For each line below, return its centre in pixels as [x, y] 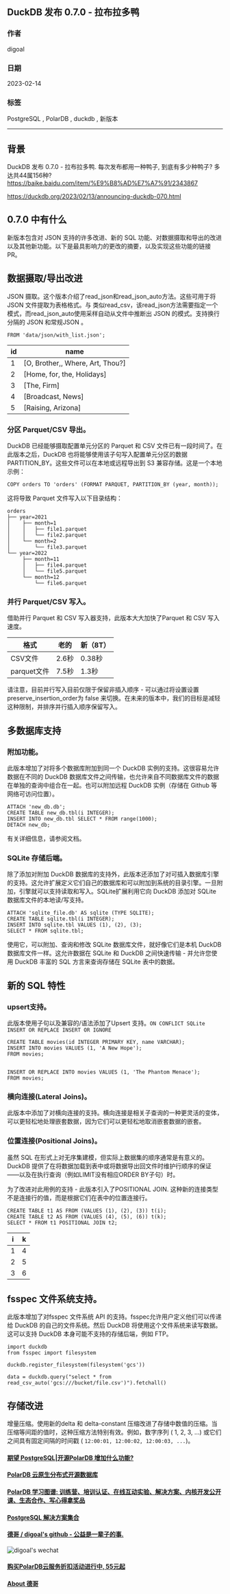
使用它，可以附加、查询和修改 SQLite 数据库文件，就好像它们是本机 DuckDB [114, 945]
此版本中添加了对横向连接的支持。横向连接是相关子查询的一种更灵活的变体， [115, 1113]
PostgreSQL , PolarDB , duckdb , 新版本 [63, 119]
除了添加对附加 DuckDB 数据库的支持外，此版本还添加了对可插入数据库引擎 [113, 874]
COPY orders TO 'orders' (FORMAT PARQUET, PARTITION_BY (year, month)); [113, 485]
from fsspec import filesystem [52, 1353]
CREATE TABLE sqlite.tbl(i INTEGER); [61, 919]
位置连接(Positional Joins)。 [54, 1141]
